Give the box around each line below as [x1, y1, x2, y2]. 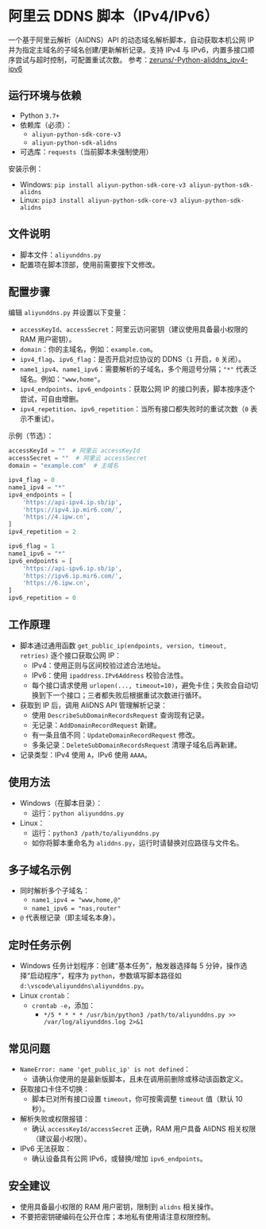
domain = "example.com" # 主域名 [8, 462, 119, 470]
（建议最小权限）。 [31, 1134, 91, 1144]
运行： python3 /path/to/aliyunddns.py [31, 828, 160, 838]
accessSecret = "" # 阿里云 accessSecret [8, 454, 148, 462]
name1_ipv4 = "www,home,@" [31, 896, 121, 904]
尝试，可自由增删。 [19, 395, 83, 404]
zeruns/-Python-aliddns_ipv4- [148, 55, 249, 64]
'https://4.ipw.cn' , [22, 513, 91, 521]
